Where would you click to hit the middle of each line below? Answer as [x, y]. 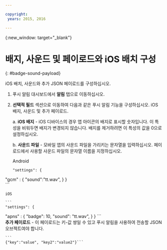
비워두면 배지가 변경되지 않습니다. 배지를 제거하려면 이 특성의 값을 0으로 [92, 128]
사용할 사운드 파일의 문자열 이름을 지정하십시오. [76, 151]
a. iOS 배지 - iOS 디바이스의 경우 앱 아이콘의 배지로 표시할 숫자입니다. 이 [83, 122]
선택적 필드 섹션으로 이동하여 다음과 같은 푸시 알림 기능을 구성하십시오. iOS [85, 105]
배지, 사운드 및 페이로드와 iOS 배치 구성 [81, 59]
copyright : [16, 14]
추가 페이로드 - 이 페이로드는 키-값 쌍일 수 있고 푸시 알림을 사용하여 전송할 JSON [83, 222]
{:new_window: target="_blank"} [39, 37]
